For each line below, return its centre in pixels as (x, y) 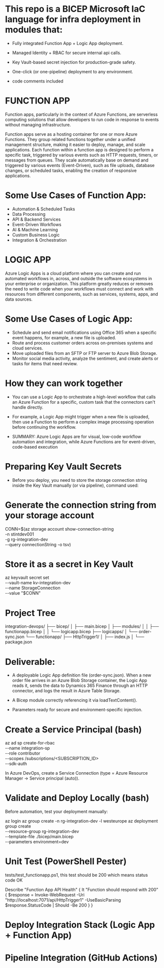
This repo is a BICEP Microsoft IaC (75, 9)
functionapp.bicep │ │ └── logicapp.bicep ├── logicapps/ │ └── (72, 632)
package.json (19, 642)
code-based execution (35, 447)
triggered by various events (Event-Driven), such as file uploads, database (80, 165)
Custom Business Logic (36, 235)
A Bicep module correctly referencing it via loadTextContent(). (75, 700)
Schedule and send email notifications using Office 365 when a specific (84, 332)
